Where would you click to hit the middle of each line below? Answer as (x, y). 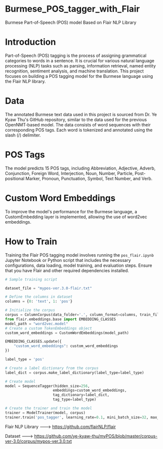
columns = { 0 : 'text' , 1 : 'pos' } (39, 302)
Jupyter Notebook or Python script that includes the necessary (68, 260)
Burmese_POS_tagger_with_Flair (72, 9)
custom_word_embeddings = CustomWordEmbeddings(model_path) (67, 333)
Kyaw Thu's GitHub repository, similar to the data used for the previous (76, 120)
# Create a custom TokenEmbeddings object (49, 328)
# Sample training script (31, 279)
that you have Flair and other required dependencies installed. (67, 270)
